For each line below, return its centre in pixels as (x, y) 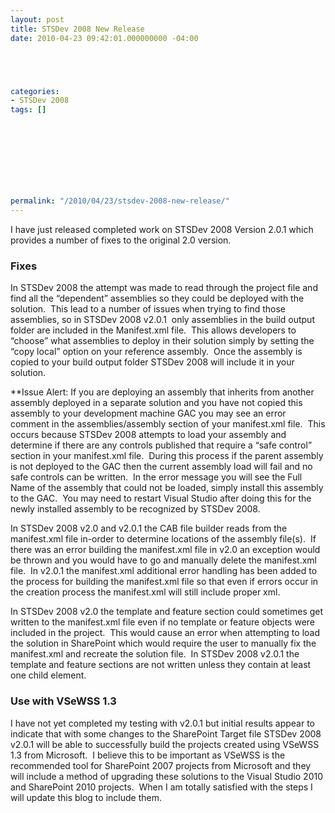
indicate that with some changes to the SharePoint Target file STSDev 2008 (166, 733)
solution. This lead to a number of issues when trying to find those (148, 309)
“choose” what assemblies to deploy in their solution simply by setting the (162, 341)
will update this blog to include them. (86, 797)
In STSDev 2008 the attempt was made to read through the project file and (164, 288)
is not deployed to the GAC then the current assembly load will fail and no (161, 467)
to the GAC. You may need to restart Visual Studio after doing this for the (161, 498)
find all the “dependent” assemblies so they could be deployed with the (157, 298)
